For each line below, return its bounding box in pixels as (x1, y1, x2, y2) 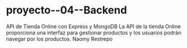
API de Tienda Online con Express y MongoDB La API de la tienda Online (6, 23, 181, 30)
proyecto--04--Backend (6, 4, 127, 17)
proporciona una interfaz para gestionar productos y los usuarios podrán (6, 29, 182, 36)
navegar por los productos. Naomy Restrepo (6, 35, 113, 42)
